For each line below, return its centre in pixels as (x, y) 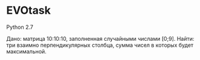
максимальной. (26, 51)
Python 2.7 (20, 27)
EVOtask (28, 10)
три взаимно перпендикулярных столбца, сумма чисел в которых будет (100, 45)
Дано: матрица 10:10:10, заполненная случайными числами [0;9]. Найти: (100, 38)
